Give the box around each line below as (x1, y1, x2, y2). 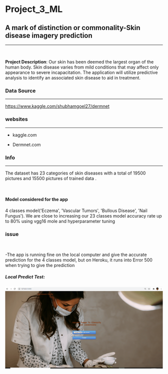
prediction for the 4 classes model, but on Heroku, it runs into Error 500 (5, 257, 152, 263)
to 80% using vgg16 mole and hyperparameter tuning (5, 218, 115, 224)
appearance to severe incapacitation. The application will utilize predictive (5, 69, 158, 75)
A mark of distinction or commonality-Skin (5, 23, 141, 32)
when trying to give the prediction (5, 262, 75, 268)
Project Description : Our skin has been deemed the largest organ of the (5, 59, 154, 64)
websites (5, 116, 28, 123)
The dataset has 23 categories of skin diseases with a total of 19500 (5, 170, 146, 176)
